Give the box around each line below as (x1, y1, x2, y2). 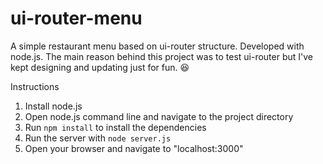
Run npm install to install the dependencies (24, 121, 207, 133)
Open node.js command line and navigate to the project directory (24, 110, 294, 122)
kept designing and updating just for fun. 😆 (10, 61, 190, 73)
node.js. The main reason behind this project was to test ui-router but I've (10, 50, 313, 62)
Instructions (10, 80, 60, 92)
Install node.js (24, 100, 83, 112)
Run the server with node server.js (24, 132, 172, 144)
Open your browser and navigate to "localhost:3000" (24, 142, 244, 154)
